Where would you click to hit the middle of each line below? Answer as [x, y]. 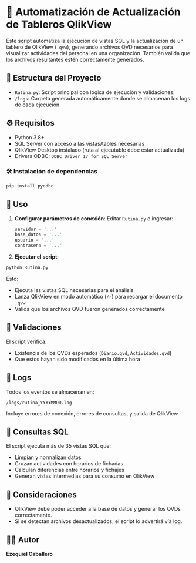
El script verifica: [26, 341]
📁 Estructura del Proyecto [54, 78]
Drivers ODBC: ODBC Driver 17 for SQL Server [71, 156]
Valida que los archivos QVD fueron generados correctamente [90, 309]
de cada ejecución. [38, 105]
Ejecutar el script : [36, 257]
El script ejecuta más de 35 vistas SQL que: [59, 446]
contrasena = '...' [38, 246]
